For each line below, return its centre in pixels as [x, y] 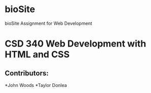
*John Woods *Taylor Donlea [36, 85]
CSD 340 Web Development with [75, 44]
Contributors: [27, 73]
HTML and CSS [37, 55]
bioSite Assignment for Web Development [49, 23]
